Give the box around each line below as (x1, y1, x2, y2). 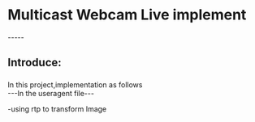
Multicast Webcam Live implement (7, 6, 247, 24)
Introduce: (7, 56, 62, 69)
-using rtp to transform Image (7, 104, 107, 114)
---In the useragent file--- (7, 89, 95, 99)
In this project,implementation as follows (7, 80, 143, 90)
